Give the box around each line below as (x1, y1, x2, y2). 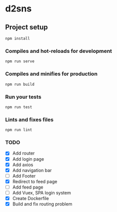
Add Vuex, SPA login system (12, 190, 71, 196)
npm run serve (5, 59, 35, 64)
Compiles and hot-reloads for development (5, 47, 112, 54)
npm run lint (5, 128, 32, 133)
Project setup (5, 23, 48, 31)
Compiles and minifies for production (5, 70, 97, 77)
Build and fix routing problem (12, 201, 72, 207)
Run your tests (5, 93, 41, 100)
